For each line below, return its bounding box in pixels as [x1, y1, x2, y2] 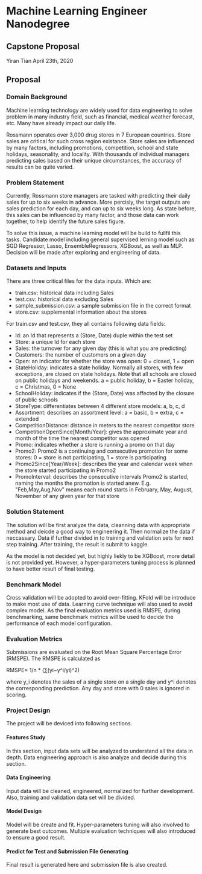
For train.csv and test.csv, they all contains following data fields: [6, 320, 166, 328]
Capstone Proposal [6, 41, 80, 51]
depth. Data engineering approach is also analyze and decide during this [6, 754, 187, 761]
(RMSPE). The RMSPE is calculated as [6, 655, 101, 662]
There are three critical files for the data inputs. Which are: [6, 277, 152, 285]
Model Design [6, 808, 42, 815]
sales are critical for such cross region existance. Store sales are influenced [6, 137, 195, 144]
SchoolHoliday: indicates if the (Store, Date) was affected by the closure [14, 390, 195, 397]
